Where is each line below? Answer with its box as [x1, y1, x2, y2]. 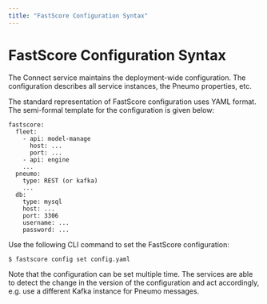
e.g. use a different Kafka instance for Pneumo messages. [8, 286, 200, 296]
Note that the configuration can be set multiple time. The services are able [8, 269, 253, 278]
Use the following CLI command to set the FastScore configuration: [8, 239, 229, 249]
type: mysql [22, 198, 62, 206]
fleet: [15, 127, 38, 136]
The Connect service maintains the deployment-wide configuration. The [8, 73, 246, 82]
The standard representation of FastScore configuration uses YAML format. [8, 97, 257, 106]
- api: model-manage [22, 134, 91, 142]
